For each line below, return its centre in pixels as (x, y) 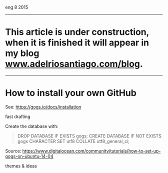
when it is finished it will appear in (77, 43)
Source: (13, 151)
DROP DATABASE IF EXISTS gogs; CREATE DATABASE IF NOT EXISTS (89, 136)
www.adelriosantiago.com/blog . (74, 64)
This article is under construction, (77, 32)
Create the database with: (32, 126)
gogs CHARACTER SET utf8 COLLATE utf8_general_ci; (73, 141)
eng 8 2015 (17, 7)
